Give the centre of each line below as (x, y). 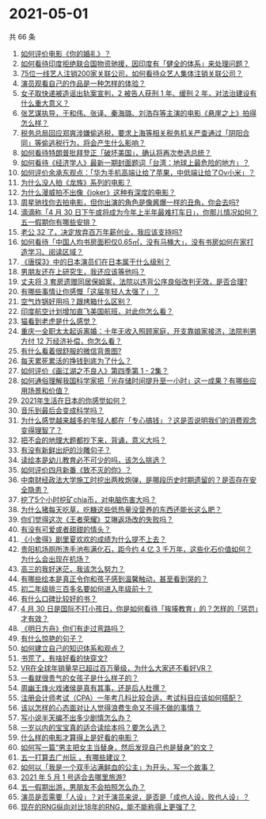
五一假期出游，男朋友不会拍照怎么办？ (83, 786)
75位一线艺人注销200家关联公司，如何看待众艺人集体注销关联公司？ (132, 73)
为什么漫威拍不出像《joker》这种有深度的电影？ (98, 192)
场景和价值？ (48, 390)
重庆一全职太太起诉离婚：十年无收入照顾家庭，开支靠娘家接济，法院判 (135, 331)
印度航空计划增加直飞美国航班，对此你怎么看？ (97, 311)
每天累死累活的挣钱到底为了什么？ (76, 361)
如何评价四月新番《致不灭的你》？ (76, 469)
